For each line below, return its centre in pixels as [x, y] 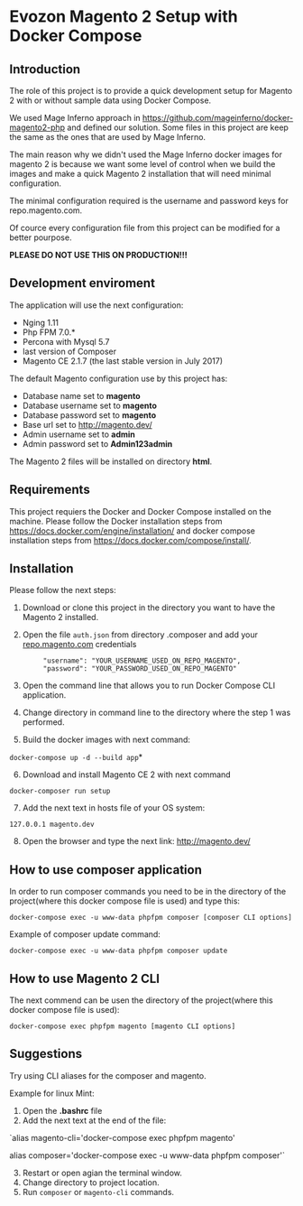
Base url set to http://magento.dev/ [87, 424]
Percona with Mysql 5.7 [66, 341]
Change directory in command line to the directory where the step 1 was [156, 713]
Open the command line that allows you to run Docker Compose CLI [149, 686]
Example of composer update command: [85, 934]
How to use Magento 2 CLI [85, 978]
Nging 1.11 [41, 322]
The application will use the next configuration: [96, 305]
